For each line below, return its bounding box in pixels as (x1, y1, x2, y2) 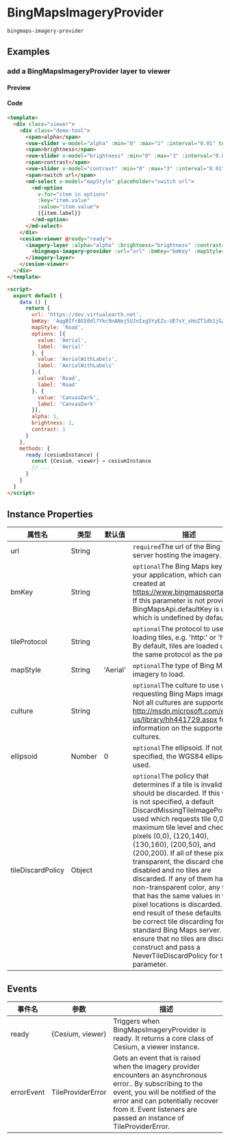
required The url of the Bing (132, 542, 221, 552)
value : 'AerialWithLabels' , (37, 356, 118, 363)
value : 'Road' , (37, 375, 81, 382)
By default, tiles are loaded (132, 642, 219, 651)
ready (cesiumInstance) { (25, 451, 99, 458)
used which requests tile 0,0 (132, 814, 224, 824)
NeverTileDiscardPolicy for (132, 951, 219, 961)
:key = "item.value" (37, 197, 90, 204)
